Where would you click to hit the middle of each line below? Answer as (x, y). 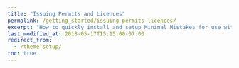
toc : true (22, 54)
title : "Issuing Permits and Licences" (67, 14)
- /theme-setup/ (38, 47)
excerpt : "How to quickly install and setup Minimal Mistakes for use (114, 27)
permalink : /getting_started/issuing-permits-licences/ (92, 21)
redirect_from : (30, 40)
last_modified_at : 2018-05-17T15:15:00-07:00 (76, 34)
